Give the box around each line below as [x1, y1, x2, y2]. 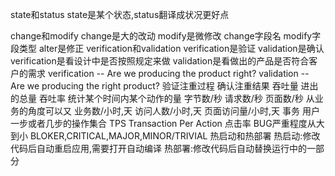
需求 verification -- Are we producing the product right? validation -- [27, 68, 310, 79]
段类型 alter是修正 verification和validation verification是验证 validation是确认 [10, 43, 325, 54]
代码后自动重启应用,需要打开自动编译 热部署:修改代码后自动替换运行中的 [10, 143, 308, 154]
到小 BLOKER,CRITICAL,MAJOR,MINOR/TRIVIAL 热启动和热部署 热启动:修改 [10, 130, 321, 142]
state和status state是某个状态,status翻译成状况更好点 [10, 9, 230, 20]
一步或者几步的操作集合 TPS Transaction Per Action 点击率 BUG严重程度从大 [10, 118, 325, 129]
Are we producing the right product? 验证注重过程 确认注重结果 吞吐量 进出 [10, 80, 319, 92]
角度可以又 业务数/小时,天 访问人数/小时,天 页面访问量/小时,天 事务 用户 [27, 105, 320, 117]
